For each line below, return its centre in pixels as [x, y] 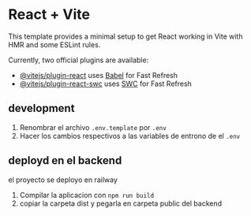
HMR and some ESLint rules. [54, 44]
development [41, 108]
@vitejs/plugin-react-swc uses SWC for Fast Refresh [105, 84]
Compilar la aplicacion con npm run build [87, 195]
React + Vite [49, 15]
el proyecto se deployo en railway [63, 180]
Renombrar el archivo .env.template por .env [93, 127]
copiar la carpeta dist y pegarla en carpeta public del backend [121, 203]
